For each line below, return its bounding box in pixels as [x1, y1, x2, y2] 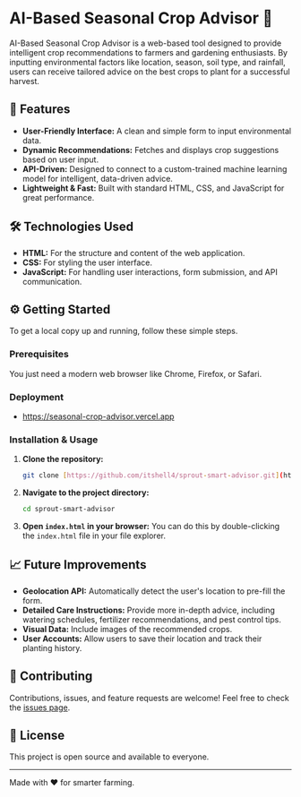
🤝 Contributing [9, 669, 93, 684]
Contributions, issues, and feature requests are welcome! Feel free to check [9, 692, 289, 703]
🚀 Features [9, 102, 71, 117]
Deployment [9, 390, 64, 403]
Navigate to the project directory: [21, 487, 150, 498]
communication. [21, 276, 82, 287]
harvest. [9, 75, 40, 86]
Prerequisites [9, 348, 69, 361]
